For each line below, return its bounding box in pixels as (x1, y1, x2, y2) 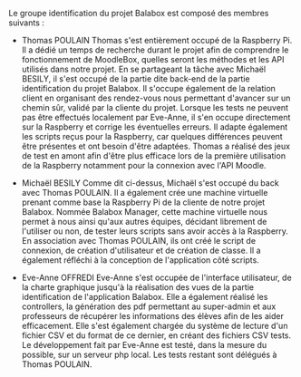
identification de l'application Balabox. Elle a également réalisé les (21, 292, 268, 302)
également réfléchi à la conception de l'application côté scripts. (21, 255, 259, 266)
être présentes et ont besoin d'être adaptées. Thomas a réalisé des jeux (21, 140, 291, 151)
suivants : (8, 17, 44, 28)
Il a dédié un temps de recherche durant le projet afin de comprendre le (21, 44, 289, 55)
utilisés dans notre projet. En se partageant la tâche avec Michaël (21, 63, 267, 74)
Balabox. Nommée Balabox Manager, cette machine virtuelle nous (21, 207, 268, 217)
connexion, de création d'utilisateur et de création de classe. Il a (21, 245, 261, 256)
